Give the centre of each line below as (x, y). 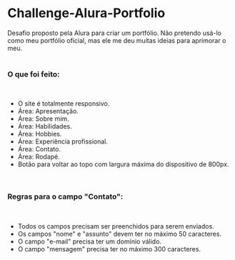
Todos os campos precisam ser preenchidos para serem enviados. (116, 226)
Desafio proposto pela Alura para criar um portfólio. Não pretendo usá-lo (114, 33)
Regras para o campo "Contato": (65, 196)
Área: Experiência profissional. (63, 141)
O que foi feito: (34, 74)
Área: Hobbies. (40, 134)
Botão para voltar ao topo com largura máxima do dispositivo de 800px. (123, 164)
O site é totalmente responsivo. (64, 104)
